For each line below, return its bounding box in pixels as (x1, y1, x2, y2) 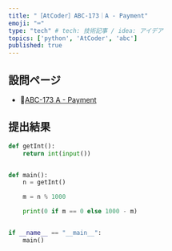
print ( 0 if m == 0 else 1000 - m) (22, 208, 138, 216)
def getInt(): (8, 142, 56, 150)
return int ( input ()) (22, 149, 91, 157)
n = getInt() (22, 178, 66, 187)
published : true (8, 42, 62, 50)
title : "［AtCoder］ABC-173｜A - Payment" (8, 11, 149, 20)
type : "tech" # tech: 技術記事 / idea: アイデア (8, 26, 164, 34)
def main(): (8, 171, 48, 179)
